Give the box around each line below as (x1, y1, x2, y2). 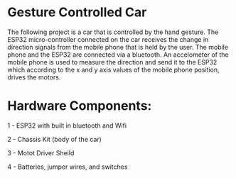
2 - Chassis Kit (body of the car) (7, 135, 102, 143)
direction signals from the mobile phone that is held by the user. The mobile (7, 43, 229, 51)
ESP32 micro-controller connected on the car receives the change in (7, 35, 209, 43)
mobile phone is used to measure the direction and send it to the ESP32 (7, 57, 218, 66)
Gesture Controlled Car (7, 4, 147, 21)
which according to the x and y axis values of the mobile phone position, (7, 65, 220, 74)
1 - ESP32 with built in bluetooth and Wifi (7, 121, 127, 130)
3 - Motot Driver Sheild (7, 148, 75, 157)
